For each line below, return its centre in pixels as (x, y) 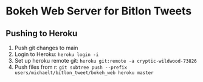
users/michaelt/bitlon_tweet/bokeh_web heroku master (84, 73)
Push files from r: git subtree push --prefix (71, 67)
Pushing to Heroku (42, 33)
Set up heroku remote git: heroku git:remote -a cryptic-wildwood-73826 (105, 61)
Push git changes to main (46, 48)
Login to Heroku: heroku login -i (57, 54)
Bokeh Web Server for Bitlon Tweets (99, 11)
